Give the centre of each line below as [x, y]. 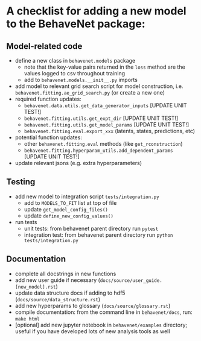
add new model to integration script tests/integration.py [87, 196]
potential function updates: [49, 137]
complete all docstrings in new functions [65, 274]
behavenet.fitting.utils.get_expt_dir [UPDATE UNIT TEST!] [101, 118]
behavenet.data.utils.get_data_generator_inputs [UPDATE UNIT [105, 105]
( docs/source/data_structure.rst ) [58, 299]
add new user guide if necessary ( [58, 280]
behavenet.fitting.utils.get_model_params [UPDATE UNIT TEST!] [107, 124]
